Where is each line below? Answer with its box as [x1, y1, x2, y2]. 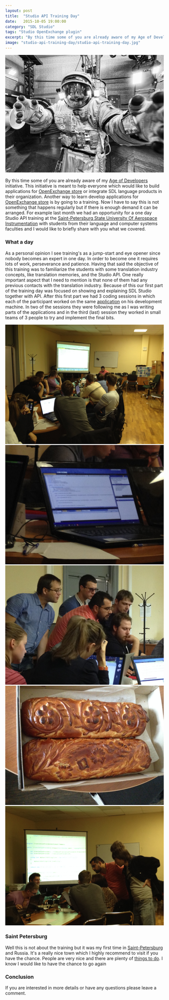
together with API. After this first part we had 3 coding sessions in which [5, 293, 155, 299]
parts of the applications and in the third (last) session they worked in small [5, 309, 161, 315]
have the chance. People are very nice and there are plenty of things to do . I [5, 955, 163, 961]
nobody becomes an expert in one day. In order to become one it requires [5, 255, 158, 261]
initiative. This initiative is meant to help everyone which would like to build [5, 183, 160, 189]
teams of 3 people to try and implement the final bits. [5, 314, 115, 320]
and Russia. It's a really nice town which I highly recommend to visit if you [5, 950, 158, 956]
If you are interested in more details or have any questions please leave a [5, 985, 157, 991]
